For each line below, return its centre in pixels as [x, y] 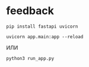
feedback [30, 11]
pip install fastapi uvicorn [42, 26]
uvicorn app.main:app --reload [45, 36]
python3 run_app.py [30, 58]
